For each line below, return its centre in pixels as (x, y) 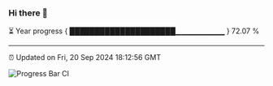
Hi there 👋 (28, 13)
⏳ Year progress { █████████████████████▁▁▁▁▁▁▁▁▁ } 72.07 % (134, 31)
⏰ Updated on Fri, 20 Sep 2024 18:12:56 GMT (84, 58)
